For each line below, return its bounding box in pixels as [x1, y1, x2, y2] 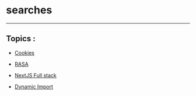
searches [6, 3, 52, 17]
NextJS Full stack [14, 72, 57, 79]
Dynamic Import [14, 83, 54, 90]
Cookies [14, 49, 35, 56]
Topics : [6, 34, 36, 44]
